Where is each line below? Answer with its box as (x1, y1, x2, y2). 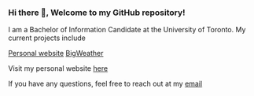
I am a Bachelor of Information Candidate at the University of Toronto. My (8, 25, 246, 35)
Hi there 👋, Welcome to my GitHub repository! (8, 7, 186, 18)
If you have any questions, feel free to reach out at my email (8, 79, 203, 89)
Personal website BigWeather (8, 49, 104, 58)
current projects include (8, 33, 87, 42)
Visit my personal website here (8, 64, 109, 73)
